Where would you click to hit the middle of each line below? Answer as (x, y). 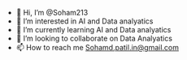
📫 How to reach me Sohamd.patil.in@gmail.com (98, 47)
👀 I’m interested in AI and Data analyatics (85, 21)
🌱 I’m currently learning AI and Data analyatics (93, 30)
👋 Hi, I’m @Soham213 (52, 13)
